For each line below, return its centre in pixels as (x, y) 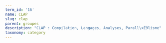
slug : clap (16, 19)
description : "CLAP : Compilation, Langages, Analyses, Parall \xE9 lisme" (83, 28)
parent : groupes (22, 23)
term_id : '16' (20, 10)
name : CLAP (16, 14)
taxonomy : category (25, 33)
